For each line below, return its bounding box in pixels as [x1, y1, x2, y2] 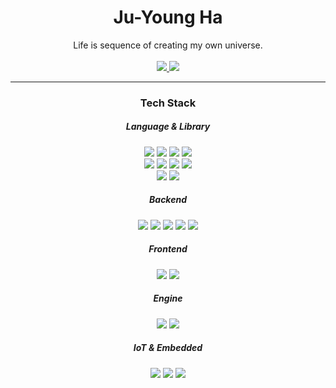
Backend [149, 194, 187, 206]
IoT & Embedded [133, 342, 203, 354]
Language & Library [125, 121, 211, 133]
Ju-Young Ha [113, 6, 223, 29]
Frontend [148, 243, 188, 255]
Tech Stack [139, 96, 197, 110]
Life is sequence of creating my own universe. [73, 39, 263, 51]
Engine [153, 292, 183, 305]
